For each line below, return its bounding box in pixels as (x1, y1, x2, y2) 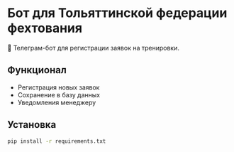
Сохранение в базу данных (17, 90, 101, 99)
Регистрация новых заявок (17, 83, 100, 92)
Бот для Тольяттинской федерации (7, 5, 228, 21)
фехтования (7, 20, 83, 36)
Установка (7, 119, 57, 131)
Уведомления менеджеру (17, 98, 96, 107)
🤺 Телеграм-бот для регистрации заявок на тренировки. (7, 43, 179, 52)
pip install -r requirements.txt (7, 137, 106, 145)
